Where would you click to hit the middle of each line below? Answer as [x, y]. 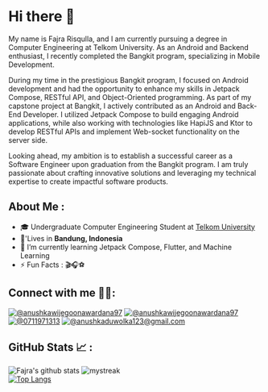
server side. [28, 140]
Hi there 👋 [41, 17]
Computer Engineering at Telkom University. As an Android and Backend [129, 47]
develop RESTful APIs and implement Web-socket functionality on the [124, 131]
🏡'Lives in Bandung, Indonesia [71, 238]
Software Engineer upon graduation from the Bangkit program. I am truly [128, 164]
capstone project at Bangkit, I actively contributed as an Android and [122, 106]
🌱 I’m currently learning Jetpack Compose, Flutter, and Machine [126, 247]
